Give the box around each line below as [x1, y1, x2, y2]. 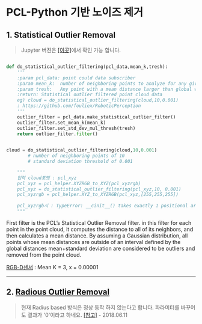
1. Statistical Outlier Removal [6, 29, 116, 40]
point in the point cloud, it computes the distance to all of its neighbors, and [6, 225, 194, 233]
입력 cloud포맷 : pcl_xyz [17, 175, 77, 181]
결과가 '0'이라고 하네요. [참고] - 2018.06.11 [27, 311, 128, 319]
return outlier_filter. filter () [17, 130, 98, 137]
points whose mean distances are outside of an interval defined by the [6, 238, 181, 245]
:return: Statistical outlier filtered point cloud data [17, 91, 163, 98]
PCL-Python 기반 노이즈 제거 [6, 5, 143, 19]
